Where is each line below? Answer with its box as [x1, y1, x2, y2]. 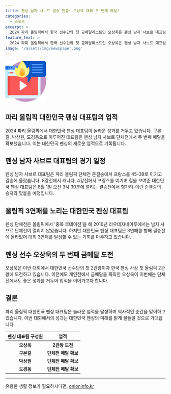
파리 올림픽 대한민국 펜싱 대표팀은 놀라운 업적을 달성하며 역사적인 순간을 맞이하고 [5, 308, 166, 314]
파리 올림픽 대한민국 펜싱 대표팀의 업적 [5, 113, 118, 122]
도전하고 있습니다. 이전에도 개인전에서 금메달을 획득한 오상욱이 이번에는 [14, 271, 156, 277]
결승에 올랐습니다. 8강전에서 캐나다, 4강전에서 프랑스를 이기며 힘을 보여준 [5, 178, 151, 184]
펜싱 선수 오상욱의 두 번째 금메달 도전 [5, 250, 113, 259]
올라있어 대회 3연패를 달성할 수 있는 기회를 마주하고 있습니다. [10, 234, 131, 240]
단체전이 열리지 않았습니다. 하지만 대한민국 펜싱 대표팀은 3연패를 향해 [14, 228, 152, 234]
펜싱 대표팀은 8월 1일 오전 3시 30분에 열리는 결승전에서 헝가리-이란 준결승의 [10, 184, 161, 190]
